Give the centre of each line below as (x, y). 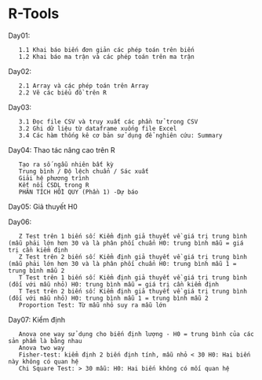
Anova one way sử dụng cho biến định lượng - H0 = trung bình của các (136, 334)
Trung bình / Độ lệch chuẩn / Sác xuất (84, 171)
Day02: (20, 71)
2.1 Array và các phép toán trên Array (84, 86)
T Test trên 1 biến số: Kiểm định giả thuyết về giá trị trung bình (133, 277)
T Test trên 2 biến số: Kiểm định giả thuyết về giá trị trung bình (133, 291)
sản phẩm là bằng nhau (45, 341)
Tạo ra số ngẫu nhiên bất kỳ (66, 164)
